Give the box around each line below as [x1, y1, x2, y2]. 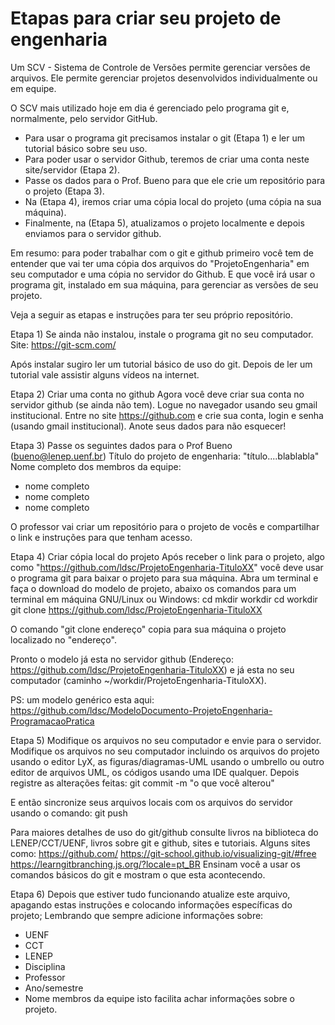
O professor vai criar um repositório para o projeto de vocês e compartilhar [10, 520, 320, 532]
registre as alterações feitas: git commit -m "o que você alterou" [10, 777, 275, 789]
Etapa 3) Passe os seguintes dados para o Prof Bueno [10, 439, 233, 451]
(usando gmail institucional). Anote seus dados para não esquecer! [10, 420, 287, 432]
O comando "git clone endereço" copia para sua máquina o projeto [10, 623, 287, 635]
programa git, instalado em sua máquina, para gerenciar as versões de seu [10, 278, 319, 291]
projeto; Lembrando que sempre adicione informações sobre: [10, 909, 264, 921]
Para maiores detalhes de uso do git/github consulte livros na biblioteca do [10, 826, 319, 838]
